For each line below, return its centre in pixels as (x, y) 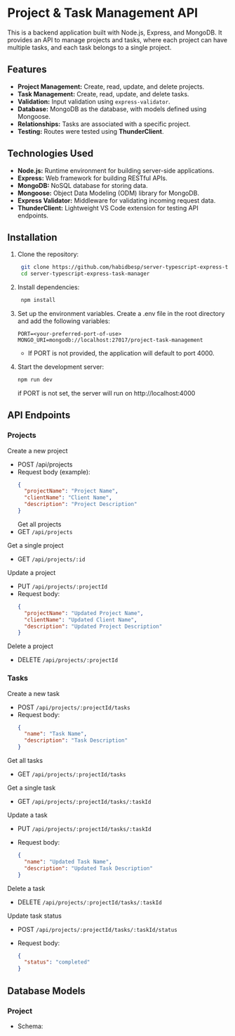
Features (27, 69)
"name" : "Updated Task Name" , (68, 861)
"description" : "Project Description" (81, 505)
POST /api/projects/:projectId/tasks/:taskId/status (97, 929)
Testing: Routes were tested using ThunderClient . (90, 131)
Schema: (30, 1026)
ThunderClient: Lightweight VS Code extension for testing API (108, 208)
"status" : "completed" (57, 962)
